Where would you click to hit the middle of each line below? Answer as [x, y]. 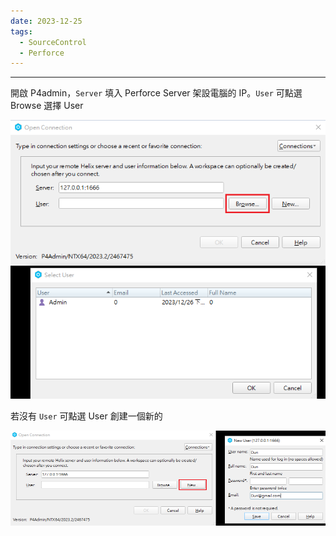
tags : [21, 31]
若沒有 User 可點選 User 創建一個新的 [86, 416]
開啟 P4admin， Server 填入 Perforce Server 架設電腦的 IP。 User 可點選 [156, 93]
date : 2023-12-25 [46, 21]
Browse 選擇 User [47, 106]
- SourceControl [53, 42]
